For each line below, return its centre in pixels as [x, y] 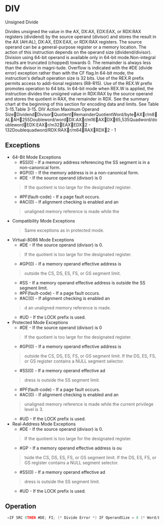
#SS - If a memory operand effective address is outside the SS [82, 283]
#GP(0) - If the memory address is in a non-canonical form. [79, 172]
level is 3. [34, 409]
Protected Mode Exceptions [40, 322]
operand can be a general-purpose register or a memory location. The [76, 47]
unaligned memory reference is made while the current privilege [89, 404]
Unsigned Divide [22, 22]
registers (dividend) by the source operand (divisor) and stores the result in [81, 37]
